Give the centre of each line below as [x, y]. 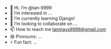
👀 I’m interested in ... [31, 13]
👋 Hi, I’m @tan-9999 [31, 8]
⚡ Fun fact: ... [23, 42]
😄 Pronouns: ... [26, 36]
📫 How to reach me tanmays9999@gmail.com [58, 29]
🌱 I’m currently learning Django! [42, 18]
